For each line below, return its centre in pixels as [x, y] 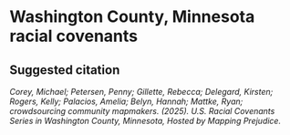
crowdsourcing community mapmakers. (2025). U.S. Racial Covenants [142, 111]
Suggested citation [65, 70]
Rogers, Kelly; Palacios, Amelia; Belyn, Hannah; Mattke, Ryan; [126, 101]
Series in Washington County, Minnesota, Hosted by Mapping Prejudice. [145, 121]
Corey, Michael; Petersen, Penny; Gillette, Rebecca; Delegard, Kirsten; [141, 92]
